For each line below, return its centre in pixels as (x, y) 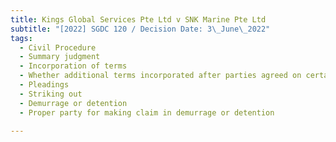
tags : (21, 38)
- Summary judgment (60, 57)
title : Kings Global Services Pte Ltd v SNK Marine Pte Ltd (138, 19)
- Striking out (51, 94)
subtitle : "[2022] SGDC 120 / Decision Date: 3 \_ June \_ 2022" (140, 29)
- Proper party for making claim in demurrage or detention (147, 112)
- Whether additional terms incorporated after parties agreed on (160, 76)
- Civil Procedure (58, 47)
